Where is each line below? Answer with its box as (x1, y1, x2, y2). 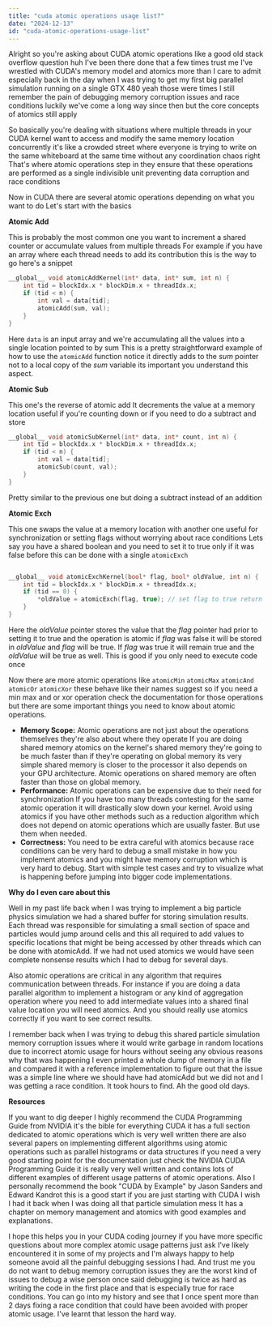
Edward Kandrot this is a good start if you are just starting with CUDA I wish (8, 1189, 261, 1200)
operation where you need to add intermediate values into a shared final (8, 996, 249, 1006)
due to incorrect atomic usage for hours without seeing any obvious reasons (8, 1047, 263, 1056)
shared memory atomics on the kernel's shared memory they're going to (19, 743, 262, 752)
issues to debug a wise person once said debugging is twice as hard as (8, 1274, 247, 1284)
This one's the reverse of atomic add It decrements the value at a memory (8, 400, 256, 409)
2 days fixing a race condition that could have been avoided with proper (8, 1300, 249, 1310)
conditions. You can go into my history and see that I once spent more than (8, 1291, 259, 1301)
